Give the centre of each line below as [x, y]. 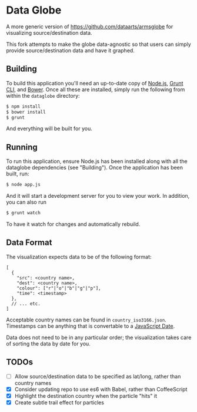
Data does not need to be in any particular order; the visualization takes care [99, 337]
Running [22, 147]
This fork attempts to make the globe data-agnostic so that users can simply [98, 44]
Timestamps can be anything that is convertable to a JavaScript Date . [91, 326]
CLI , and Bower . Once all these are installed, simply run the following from [96, 89]
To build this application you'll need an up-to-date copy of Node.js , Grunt [95, 83]
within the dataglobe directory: [43, 95]
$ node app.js [24, 185]
